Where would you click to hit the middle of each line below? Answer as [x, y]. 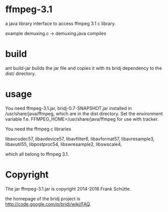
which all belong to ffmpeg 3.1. [37, 154]
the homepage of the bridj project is [43, 198]
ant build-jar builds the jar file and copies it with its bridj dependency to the [84, 68]
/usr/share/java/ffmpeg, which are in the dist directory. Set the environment [84, 114]
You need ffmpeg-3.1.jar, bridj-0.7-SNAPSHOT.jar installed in [69, 108]
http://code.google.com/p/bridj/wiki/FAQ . [48, 204]
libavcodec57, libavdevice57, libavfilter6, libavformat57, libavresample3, [80, 139]
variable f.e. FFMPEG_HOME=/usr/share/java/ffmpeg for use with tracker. [82, 119]
